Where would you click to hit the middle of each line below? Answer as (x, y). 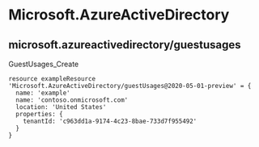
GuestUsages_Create (44, 64)
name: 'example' (43, 93)
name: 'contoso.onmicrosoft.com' (72, 100)
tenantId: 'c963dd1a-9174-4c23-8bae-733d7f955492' (110, 121)
